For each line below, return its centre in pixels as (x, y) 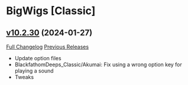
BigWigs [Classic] (51, 11)
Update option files (38, 58)
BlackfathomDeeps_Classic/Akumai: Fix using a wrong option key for (98, 64)
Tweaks (24, 77)
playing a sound (34, 71)
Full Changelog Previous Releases (48, 47)
